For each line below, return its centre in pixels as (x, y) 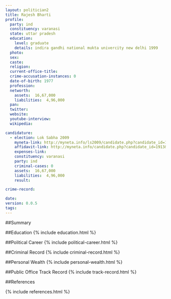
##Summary (18, 223)
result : (22, 180)
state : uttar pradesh (33, 34)
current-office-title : (34, 72)
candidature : (19, 133)
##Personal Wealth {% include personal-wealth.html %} (64, 262)
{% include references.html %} (38, 291)
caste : (17, 62)
